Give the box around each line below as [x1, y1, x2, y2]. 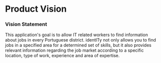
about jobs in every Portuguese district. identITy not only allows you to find [5, 37, 157, 43]
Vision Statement [5, 21, 47, 28]
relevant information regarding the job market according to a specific [5, 47, 144, 53]
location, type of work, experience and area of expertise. [5, 53, 120, 59]
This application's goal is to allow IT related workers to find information [5, 32, 148, 38]
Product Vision [5, 3, 67, 15]
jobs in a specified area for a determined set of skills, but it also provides [5, 42, 152, 48]
